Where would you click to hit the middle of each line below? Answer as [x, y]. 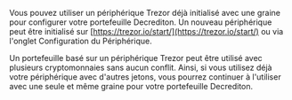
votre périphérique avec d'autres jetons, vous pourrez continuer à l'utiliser [146, 77]
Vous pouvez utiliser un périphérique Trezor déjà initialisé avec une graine [145, 13]
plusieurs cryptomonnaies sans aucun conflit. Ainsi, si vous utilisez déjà [141, 67]
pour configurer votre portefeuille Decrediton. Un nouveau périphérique [141, 22]
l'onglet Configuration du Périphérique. [81, 41]
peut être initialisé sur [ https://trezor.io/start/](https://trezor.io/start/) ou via [146, 31]
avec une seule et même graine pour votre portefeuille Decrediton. [131, 86]
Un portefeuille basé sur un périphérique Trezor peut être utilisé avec [136, 58]
